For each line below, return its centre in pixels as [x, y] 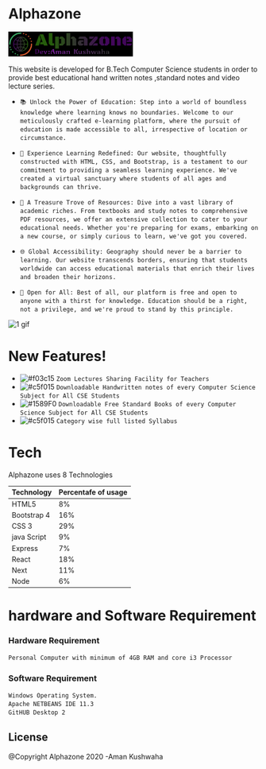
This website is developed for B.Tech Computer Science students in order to [133, 69]
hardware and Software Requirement [132, 616]
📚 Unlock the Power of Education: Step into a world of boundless [133, 102]
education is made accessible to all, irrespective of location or [133, 129]
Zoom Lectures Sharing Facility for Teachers [133, 379]
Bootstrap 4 [31, 515]
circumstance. [43, 138]
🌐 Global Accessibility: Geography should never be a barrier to [131, 251]
